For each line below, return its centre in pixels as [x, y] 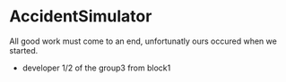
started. [24, 50]
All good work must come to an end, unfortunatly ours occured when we [143, 41]
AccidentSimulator [81, 16]
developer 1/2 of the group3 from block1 [96, 68]
